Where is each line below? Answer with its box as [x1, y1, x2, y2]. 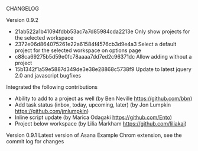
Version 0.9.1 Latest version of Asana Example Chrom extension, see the [6, 131, 182, 139]
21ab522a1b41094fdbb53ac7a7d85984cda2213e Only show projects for [14, 28, 190, 35]
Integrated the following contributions [6, 83, 98, 91]
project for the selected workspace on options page [14, 47, 142, 54]
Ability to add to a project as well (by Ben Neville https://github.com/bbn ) [14, 95, 193, 102]
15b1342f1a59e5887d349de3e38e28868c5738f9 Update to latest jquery [14, 66, 192, 73]
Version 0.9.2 [6, 17, 39, 23]
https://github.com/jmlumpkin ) [14, 108, 89, 114]
